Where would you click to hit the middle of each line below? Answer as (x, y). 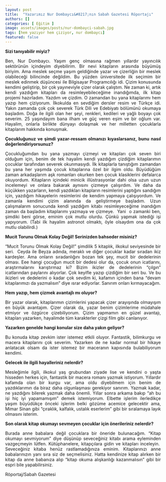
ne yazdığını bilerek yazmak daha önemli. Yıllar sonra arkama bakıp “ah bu (83, 393)
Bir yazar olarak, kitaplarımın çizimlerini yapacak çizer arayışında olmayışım (83, 302)
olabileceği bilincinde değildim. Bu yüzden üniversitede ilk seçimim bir (83, 77)
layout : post (19, 10)
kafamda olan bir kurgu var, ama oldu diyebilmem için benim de (83, 382)
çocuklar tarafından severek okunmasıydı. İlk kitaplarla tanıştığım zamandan (83, 164)
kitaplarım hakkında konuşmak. (37, 129)
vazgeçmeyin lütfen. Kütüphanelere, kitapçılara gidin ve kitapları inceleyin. (83, 443)
